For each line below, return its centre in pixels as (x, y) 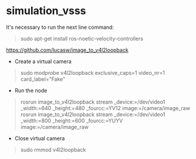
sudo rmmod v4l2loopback (53, 150)
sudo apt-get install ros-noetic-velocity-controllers (82, 38)
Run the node (31, 90)
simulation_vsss (46, 11)
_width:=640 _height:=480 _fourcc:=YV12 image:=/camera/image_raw (105, 108)
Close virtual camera (40, 138)
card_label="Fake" (43, 79)
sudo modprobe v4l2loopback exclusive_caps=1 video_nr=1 (93, 72)
